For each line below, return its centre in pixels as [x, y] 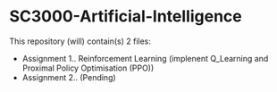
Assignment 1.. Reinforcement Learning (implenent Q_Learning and [145, 58]
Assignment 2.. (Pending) [69, 77]
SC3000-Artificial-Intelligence [126, 17]
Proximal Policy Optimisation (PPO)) [88, 68]
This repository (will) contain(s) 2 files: [80, 41]
